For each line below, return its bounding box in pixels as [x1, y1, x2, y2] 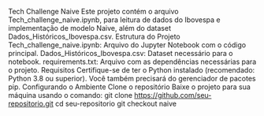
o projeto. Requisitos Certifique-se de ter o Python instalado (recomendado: [8, 65, 255, 74]
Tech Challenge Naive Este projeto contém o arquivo [8, 7, 179, 16]
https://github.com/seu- [133, 91, 212, 99]
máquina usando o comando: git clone [8, 91, 132, 99]
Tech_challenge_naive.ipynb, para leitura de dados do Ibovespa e [8, 15, 221, 24]
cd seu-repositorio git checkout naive [54, 99, 177, 108]
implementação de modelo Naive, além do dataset [8, 24, 172, 32]
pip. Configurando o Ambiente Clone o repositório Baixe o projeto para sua [8, 82, 251, 92]
